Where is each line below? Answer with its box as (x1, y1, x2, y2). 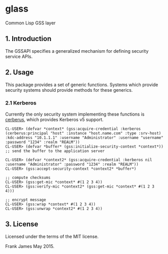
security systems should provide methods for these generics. (5, 87, 133, 93)
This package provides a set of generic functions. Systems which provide (5, 82, 158, 88)
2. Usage (5, 68, 34, 77)
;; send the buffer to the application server (5, 148, 105, 154)
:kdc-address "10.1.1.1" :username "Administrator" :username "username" (5, 135, 164, 140)
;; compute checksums (5, 175, 51, 180)
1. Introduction (5, 34, 51, 43)
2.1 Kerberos (5, 99, 37, 106)
